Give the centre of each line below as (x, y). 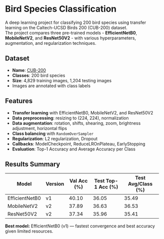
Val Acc (79, 181)
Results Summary (33, 164)
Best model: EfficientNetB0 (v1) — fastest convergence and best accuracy (80, 226)
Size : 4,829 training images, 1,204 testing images (62, 80)
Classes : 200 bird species (39, 75)
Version (55, 184)
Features (19, 101)
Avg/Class (140, 184)
